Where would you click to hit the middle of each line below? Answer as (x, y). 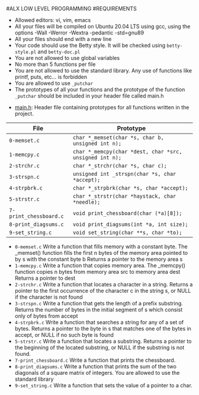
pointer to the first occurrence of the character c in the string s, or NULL (103, 291)
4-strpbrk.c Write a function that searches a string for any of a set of (99, 322)
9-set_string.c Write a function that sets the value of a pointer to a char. (103, 385)
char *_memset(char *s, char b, (118, 138)
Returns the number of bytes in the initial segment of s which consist (98, 309)
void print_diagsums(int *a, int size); (131, 224)
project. (24, 113)
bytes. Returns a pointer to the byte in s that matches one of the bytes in (103, 328)
